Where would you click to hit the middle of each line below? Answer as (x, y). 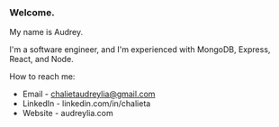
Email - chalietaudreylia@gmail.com (89, 94)
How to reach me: (42, 77)
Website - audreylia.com (68, 113)
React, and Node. (41, 59)
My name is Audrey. (46, 32)
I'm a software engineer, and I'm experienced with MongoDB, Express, (140, 50)
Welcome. (32, 13)
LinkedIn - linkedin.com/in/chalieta (86, 104)
